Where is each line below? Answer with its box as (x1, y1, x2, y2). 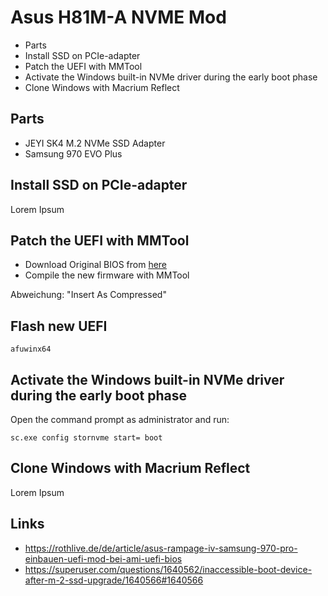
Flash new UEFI (10, 317, 108, 335)
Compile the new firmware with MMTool (24, 269, 190, 281)
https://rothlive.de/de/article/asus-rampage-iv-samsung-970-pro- (24, 542, 298, 554)
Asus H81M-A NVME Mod (10, 6, 227, 29)
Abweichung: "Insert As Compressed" (10, 289, 167, 301)
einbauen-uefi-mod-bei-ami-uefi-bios (24, 552, 183, 565)
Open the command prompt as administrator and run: (10, 414, 230, 425)
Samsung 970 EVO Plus (24, 147, 123, 160)
